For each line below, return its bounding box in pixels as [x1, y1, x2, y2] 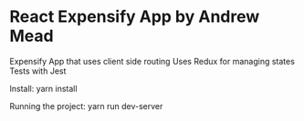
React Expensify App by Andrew [9, 6, 260, 27]
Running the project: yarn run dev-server [9, 100, 163, 111]
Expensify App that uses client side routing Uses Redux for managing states [9, 55, 295, 66]
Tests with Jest [9, 66, 67, 76]
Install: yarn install [9, 83, 78, 94]
